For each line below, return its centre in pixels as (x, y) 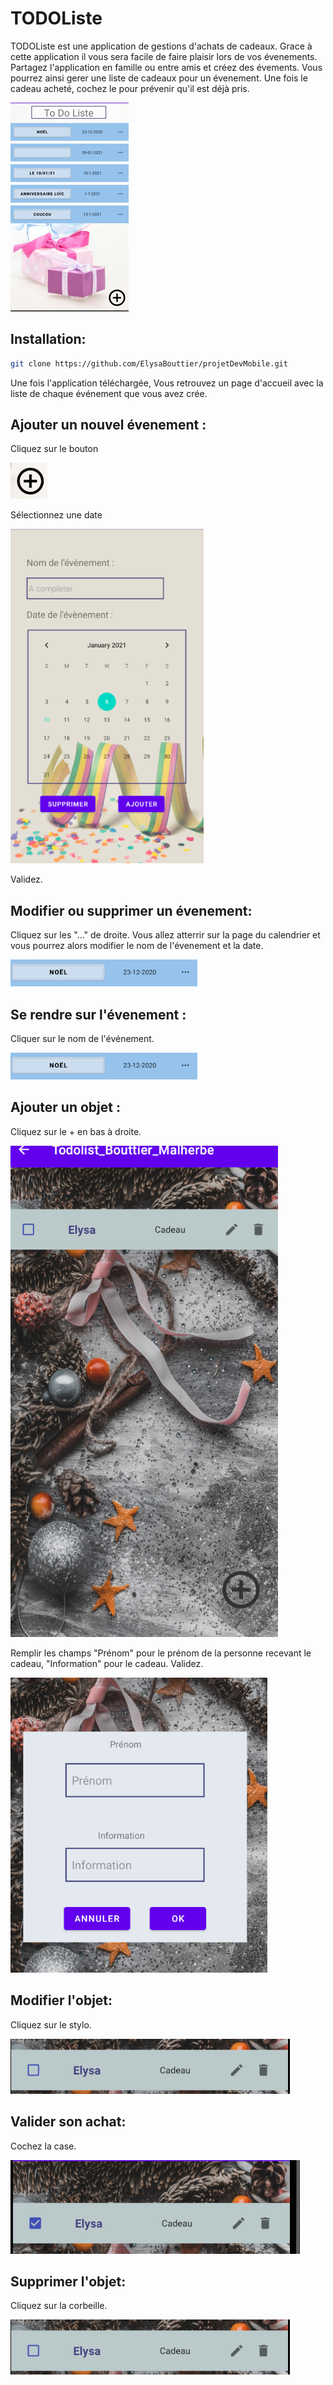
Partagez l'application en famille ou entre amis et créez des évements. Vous (166, 67)
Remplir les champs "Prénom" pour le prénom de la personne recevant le (161, 1653)
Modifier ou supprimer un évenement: (131, 910)
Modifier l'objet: (61, 2000)
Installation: (48, 339)
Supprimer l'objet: (68, 2281)
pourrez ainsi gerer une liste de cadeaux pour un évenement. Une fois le (159, 78)
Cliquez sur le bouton (54, 449)
